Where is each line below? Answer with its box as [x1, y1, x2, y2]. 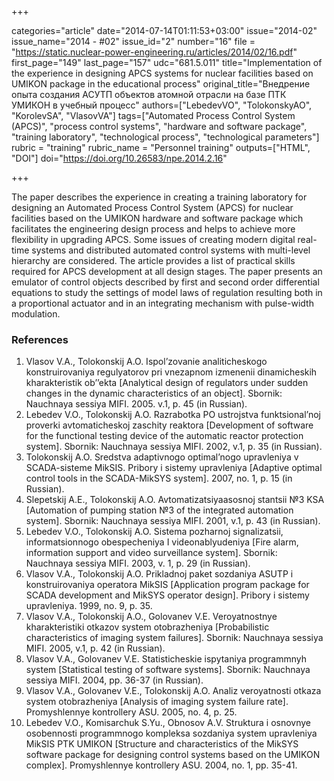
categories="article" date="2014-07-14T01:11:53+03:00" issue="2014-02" [11, 25, 318, 36]
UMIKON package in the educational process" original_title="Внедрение [11, 78, 311, 90]
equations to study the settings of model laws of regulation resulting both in [11, 287, 323, 298]
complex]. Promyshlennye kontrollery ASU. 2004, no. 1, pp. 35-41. [25, 759, 298, 771]
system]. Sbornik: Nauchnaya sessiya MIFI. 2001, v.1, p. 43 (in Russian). [25, 515, 321, 527]
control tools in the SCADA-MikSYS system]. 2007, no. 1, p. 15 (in [25, 472, 293, 485]
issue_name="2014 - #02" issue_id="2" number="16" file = [11, 36, 256, 47]
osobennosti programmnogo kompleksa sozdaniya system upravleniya [25, 727, 318, 740]
